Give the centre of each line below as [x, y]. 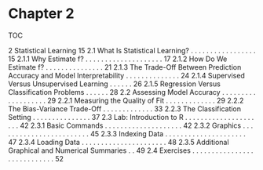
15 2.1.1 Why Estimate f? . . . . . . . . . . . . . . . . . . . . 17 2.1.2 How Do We [118, 59]
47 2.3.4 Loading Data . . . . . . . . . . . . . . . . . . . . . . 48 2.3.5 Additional [119, 142]
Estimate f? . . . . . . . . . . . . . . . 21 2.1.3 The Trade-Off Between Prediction [125, 67]
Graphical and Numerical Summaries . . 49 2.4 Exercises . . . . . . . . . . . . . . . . [131, 150]
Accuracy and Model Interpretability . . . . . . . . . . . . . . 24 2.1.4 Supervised [126, 75]
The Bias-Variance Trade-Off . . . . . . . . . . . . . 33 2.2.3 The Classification [125, 109]
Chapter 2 [41, 14]
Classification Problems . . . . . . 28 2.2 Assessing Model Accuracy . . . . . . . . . [132, 92]
